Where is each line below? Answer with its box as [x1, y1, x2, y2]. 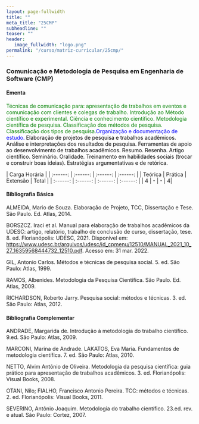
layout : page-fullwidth [6, 8, 66, 15]
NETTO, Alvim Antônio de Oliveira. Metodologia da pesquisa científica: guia [6, 363, 191, 370]
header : [6, 36, 26, 42]
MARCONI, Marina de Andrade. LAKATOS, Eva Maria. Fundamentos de [6, 346, 180, 353]
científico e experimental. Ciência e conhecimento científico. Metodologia [6, 115, 187, 122]
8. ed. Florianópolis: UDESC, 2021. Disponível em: [6, 234, 128, 241]
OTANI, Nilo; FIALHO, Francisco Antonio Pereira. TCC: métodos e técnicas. [6, 387, 189, 394]
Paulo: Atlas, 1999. [6, 265, 52, 272]
